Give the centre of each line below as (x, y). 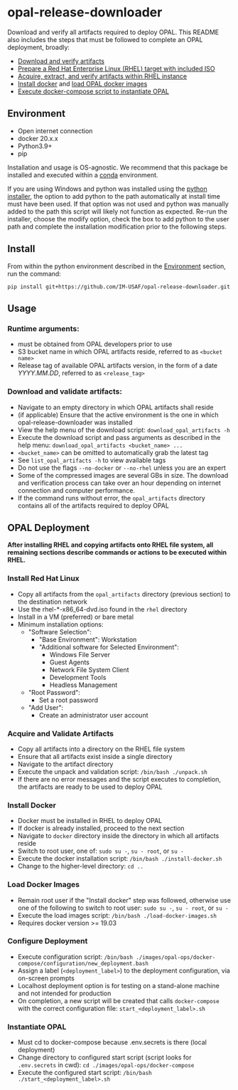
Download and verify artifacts (61, 61)
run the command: (34, 273)
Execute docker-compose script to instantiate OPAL (93, 91)
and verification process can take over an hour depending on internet (119, 483)
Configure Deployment (48, 941)
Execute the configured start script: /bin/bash (85, 1073)
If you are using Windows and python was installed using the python (107, 189)
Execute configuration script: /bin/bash (75, 957)
